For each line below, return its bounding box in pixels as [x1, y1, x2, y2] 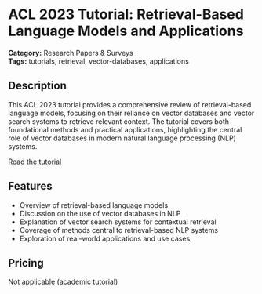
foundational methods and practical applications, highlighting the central [8, 125, 242, 134]
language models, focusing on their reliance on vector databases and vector [8, 108, 255, 118]
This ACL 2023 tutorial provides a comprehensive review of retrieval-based [8, 100, 252, 109]
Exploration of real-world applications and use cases [19, 234, 191, 243]
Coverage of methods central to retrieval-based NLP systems [19, 225, 218, 234]
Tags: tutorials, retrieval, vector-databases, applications [8, 56, 190, 66]
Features [8, 180, 53, 193]
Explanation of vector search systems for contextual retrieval [19, 217, 217, 227]
